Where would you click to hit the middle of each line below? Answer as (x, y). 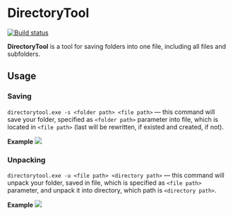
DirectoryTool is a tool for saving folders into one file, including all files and (117, 46)
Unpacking (26, 159)
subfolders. (24, 54)
